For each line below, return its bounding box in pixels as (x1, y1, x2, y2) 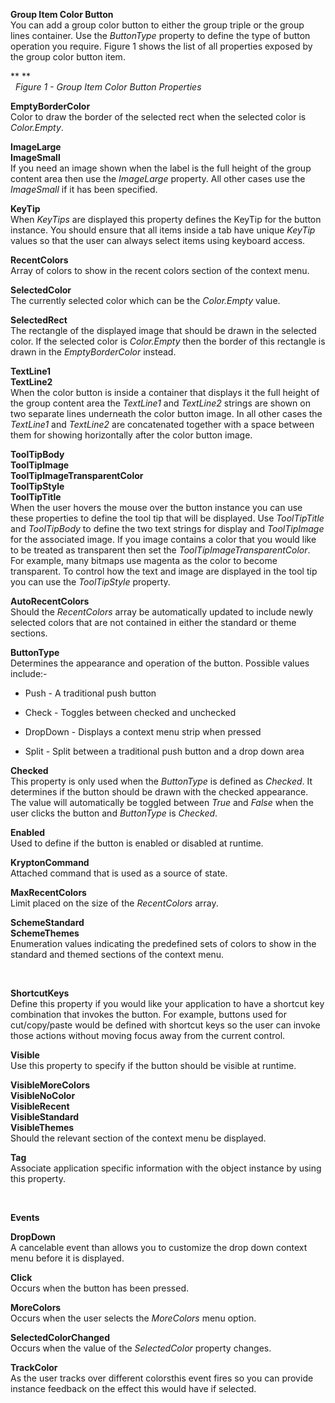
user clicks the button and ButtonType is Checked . (10, 807, 218, 819)
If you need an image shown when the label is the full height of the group (10, 162, 312, 174)
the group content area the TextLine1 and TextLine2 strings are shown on (10, 397, 311, 409)
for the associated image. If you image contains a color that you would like (10, 534, 317, 545)
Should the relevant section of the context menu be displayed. (10, 1132, 267, 1144)
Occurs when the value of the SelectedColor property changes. (10, 1342, 272, 1354)
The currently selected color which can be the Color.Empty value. (10, 295, 281, 306)
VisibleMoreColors (10, 1079, 91, 1091)
